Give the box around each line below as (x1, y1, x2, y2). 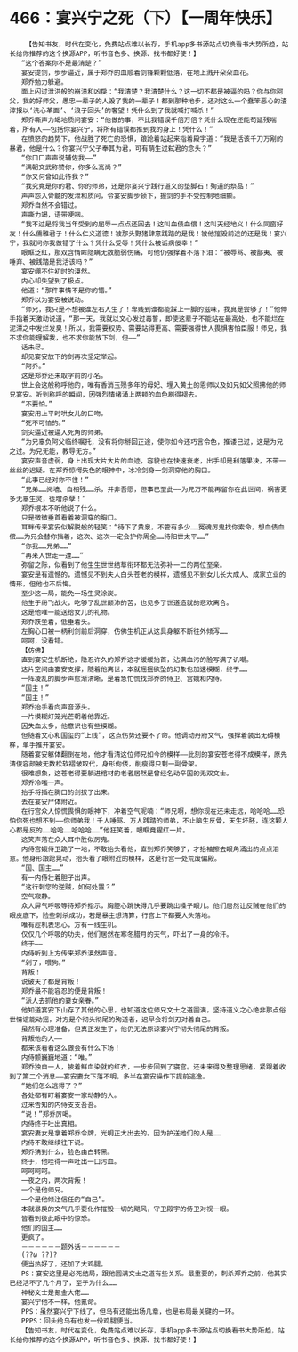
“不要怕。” (20, 399, 53, 408)
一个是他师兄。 (20, 1185, 68, 1194)
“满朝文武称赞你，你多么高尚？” (20, 162, 123, 172)
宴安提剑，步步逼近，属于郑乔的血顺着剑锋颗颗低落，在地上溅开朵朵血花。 (20, 68, 254, 77)
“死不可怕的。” (20, 418, 67, 428)
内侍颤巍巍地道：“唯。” (20, 1053, 93, 1061)
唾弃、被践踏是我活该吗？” (9, 258, 93, 266)
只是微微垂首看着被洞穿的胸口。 (20, 513, 121, 522)
